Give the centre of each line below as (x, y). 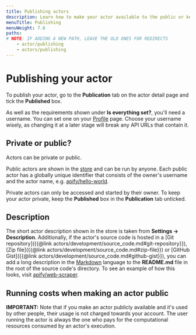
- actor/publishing (40, 45)
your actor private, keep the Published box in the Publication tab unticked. (96, 199)
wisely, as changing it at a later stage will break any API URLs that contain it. (97, 125)
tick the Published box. (34, 101)
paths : (14, 33)
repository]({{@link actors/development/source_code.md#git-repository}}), (97, 244)
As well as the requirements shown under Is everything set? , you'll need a (96, 112)
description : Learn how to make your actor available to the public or (95, 17)
